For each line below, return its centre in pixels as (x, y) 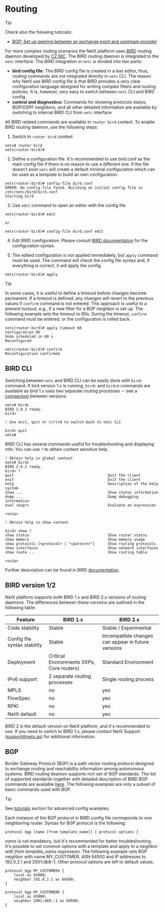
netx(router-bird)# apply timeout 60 (43, 328)
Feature (26, 620)
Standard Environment (128, 662)
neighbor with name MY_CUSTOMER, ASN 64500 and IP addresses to (76, 857)
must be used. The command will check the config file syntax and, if (81, 260)
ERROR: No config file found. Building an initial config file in (74, 188)
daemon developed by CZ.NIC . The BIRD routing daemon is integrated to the (82, 56)
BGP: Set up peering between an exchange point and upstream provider (84, 41)
